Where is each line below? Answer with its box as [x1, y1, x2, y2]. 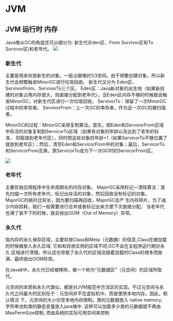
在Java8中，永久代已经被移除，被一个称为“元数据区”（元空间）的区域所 [5, 267, 158, 273]
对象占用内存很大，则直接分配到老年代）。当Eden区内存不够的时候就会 [14, 92, 163, 98]
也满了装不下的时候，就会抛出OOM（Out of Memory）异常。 [5, 210, 134, 216]
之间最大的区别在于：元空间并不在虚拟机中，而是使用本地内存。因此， [14, 290, 163, 296]
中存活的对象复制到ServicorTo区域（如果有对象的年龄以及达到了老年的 [5, 128, 155, 135]
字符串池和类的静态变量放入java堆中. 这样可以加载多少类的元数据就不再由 [5, 303, 161, 309]
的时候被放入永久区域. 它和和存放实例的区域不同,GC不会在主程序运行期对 [5, 242, 161, 249]
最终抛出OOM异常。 [14, 255, 58, 262]
